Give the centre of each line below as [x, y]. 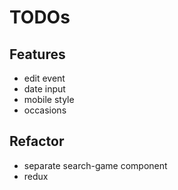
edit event [44, 78]
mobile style [49, 99]
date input [44, 89]
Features [37, 54]
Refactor [37, 141]
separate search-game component [95, 165]
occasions [45, 110]
